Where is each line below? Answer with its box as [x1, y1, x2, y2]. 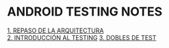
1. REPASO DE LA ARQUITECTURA [7, 26, 104, 34]
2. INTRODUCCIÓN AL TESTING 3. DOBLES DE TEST [7, 33, 157, 41]
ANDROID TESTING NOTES [7, 4, 163, 20]
